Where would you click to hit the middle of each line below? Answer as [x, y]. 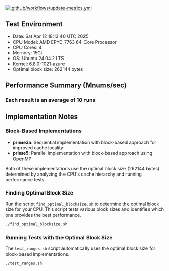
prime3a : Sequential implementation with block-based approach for [84, 142]
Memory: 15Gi [27, 53]
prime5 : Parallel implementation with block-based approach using [82, 153]
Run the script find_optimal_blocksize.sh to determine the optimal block [82, 204]
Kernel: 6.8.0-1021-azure [39, 64]
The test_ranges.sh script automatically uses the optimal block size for [80, 248]
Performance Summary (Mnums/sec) [66, 85]
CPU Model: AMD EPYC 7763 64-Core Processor [65, 42]
